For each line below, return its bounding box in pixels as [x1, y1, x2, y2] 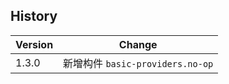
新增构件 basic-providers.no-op [63, 56, 214, 70]
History [10, 8, 58, 25]
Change [118, 37, 158, 51]
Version [15, 37, 54, 51]
